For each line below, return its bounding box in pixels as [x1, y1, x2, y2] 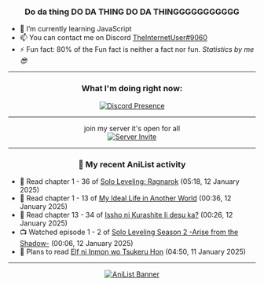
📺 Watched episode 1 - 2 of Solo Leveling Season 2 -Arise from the [19, 227, 239, 236]
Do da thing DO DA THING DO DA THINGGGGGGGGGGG [24, 6, 240, 17]
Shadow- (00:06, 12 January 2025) [19, 238, 134, 247]
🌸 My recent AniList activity [78, 159, 186, 170]
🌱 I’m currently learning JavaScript [19, 24, 132, 34]
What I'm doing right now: [81, 83, 183, 94]
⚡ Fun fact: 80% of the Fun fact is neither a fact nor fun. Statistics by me [19, 45, 255, 54]
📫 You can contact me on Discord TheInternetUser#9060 [19, 33, 208, 42]
